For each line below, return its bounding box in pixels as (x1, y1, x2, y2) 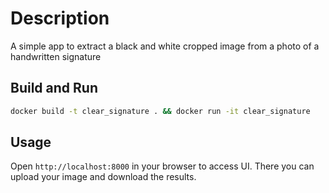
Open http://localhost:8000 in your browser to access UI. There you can (10, 160, 315, 172)
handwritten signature (10, 50, 102, 62)
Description (10, 7, 110, 30)
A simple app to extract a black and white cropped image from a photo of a (10, 40, 320, 52)
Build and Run (10, 80, 98, 97)
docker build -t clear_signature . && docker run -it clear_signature (10, 106, 311, 116)
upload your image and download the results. (10, 171, 197, 183)
